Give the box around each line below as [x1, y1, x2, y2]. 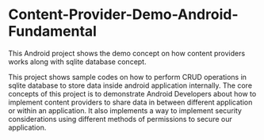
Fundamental [8, 22, 98, 40]
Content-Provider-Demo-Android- [8, 6, 239, 24]
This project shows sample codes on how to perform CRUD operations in [8, 72, 247, 81]
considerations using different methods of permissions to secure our [8, 114, 232, 123]
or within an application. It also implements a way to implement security [8, 105, 242, 115]
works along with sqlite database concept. [8, 57, 147, 66]
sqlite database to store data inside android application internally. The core [8, 81, 252, 90]
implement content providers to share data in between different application [8, 97, 253, 107]
